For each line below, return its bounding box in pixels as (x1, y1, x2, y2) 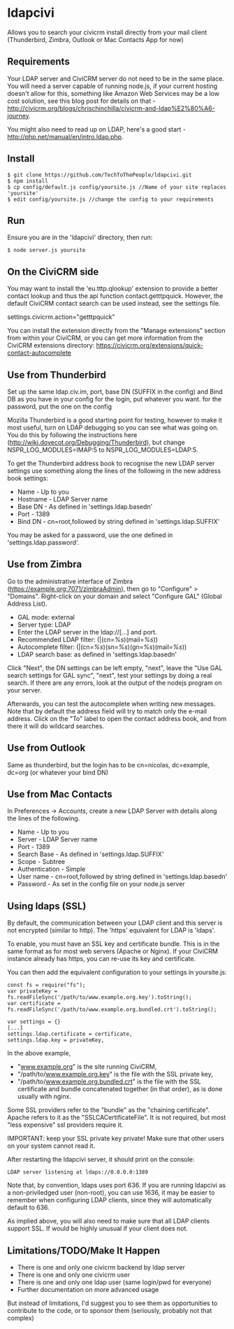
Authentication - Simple (17, 865, 86, 874)
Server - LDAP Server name (17, 835, 98, 844)
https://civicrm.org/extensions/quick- (96, 341, 204, 350)
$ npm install (7, 177, 49, 185)
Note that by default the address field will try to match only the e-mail (7, 706, 207, 715)
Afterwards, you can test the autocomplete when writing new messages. (7, 699, 216, 708)
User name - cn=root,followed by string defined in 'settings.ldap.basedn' (17, 872, 228, 881)
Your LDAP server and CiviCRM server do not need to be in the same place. (7, 74, 225, 83)
